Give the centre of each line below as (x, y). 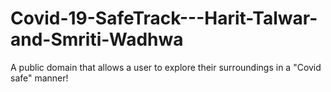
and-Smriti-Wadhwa (97, 39)
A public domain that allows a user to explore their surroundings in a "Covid (166, 67)
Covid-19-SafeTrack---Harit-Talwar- (164, 18)
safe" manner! (39, 78)
